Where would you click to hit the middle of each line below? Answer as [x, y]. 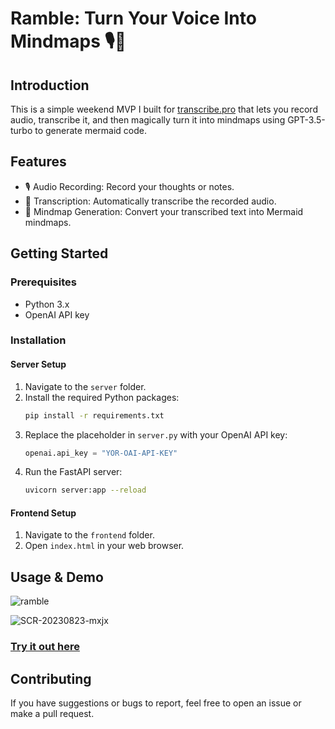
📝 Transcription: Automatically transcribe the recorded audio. [150, 201]
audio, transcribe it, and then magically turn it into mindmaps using [148, 120]
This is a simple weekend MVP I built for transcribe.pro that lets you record [164, 109]
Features [38, 162]
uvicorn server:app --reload [85, 490]
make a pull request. [52, 713]
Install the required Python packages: [102, 397]
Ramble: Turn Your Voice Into [133, 18]
